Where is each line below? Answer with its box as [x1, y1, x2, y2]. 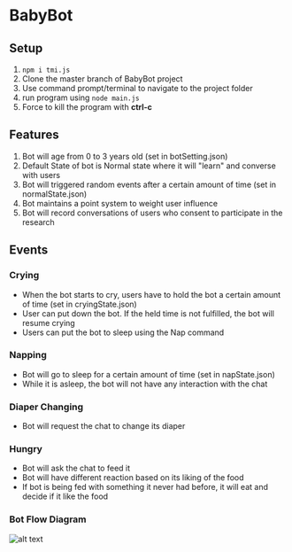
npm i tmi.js [21, 66, 71, 74]
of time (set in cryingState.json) [21, 299, 137, 309]
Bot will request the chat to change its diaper [21, 421, 186, 431]
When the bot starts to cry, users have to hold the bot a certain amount [21, 289, 281, 299]
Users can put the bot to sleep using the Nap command [21, 327, 225, 338]
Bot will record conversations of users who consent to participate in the [21, 207, 283, 218]
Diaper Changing [9, 400, 84, 413]
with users [21, 169, 60, 180]
